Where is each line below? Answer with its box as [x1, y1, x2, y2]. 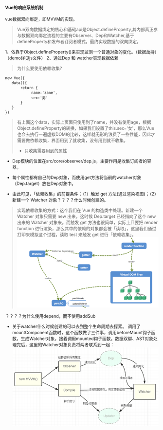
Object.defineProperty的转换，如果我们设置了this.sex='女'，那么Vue [17, 125, 155, 131]
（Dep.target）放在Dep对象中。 [12, 180, 76, 187]
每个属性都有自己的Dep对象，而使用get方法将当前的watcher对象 [12, 175, 142, 180]
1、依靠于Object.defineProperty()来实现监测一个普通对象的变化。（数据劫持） [5, 49, 157, 55]
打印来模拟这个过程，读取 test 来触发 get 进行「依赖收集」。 [17, 232, 136, 238]
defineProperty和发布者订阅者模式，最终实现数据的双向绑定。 [17, 39, 141, 45]
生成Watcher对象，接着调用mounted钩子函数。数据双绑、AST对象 [20, 336, 153, 341]
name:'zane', [31, 90, 57, 95]
